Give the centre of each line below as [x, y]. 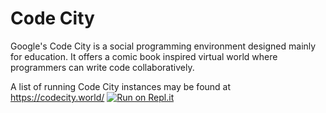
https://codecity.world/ [57, 97]
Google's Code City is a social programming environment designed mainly [163, 46]
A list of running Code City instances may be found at [121, 86]
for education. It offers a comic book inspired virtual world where [144, 56]
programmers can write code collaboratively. [102, 67]
